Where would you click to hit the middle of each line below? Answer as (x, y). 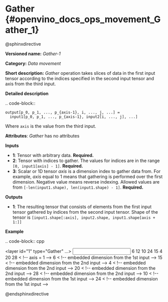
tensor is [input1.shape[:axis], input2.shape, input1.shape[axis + (84, 217)
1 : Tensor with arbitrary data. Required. (53, 155)
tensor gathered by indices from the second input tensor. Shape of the (85, 212)
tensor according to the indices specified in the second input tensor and (80, 78)
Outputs (14, 197)
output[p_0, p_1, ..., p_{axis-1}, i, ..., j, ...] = (63, 112)
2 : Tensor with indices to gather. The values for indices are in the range (86, 161)
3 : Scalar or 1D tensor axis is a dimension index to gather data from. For (87, 171)
